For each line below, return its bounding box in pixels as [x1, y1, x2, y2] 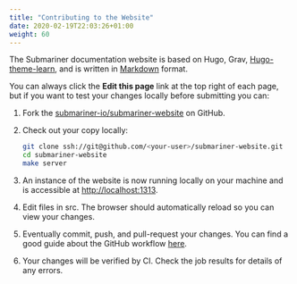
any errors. [21, 265, 64, 275]
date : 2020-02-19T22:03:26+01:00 [9, 21, 134, 30]
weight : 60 [9, 29, 50, 38]
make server [21, 159, 67, 168]
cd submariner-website [21, 151, 107, 160]
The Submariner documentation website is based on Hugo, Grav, [9, 54, 249, 65]
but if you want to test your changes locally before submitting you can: [9, 90, 270, 101]
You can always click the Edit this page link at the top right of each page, [9, 81, 279, 92]
